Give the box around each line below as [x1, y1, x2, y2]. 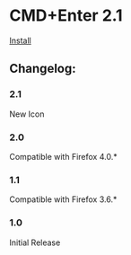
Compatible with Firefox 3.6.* [9, 194, 118, 205]
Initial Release [9, 237, 61, 248]
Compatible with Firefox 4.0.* [9, 151, 118, 162]
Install [9, 35, 31, 46]
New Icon [9, 109, 45, 119]
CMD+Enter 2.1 [9, 5, 123, 26]
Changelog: [9, 61, 76, 76]
